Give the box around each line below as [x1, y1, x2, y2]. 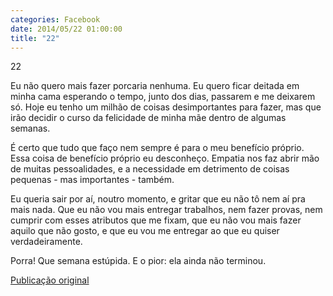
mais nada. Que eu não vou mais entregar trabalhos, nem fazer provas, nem [10, 204, 323, 216]
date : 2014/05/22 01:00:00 [10, 24, 123, 34]
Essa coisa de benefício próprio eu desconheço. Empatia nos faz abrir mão [10, 152, 320, 165]
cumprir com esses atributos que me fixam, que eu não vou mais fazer [10, 214, 302, 226]
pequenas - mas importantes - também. [10, 174, 175, 186]
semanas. [10, 122, 51, 135]
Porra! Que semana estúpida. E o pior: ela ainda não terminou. [10, 255, 267, 267]
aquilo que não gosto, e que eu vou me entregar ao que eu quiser [10, 225, 280, 237]
